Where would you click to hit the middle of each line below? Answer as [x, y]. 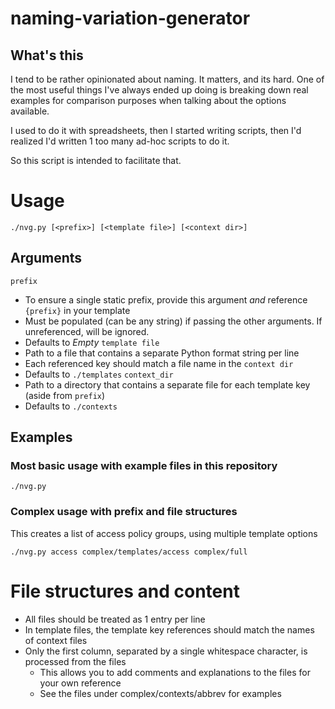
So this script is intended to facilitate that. [96, 160]
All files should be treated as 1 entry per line [115, 619]
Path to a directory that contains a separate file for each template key [167, 384]
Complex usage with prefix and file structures [124, 512]
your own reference [80, 683]
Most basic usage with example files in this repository [144, 466]
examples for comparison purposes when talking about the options [148, 100]
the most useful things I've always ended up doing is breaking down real [159, 90]
